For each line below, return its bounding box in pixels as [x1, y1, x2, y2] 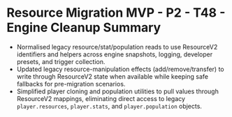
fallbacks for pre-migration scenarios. [16, 79, 126, 88]
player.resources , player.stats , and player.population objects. [16, 102, 202, 110]
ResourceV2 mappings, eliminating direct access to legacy [16, 94, 186, 102]
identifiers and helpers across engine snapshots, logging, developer [16, 50, 213, 58]
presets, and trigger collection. [16, 57, 106, 65]
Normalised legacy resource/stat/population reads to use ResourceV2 [16, 42, 218, 51]
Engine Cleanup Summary [6, 19, 161, 36]
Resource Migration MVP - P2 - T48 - [6, 5, 226, 21]
